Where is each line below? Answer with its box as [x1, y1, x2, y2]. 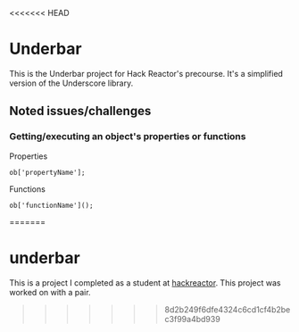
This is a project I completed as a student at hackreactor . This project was [9, 277, 281, 288]
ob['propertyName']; [9, 168, 87, 177]
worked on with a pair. [9, 286, 91, 297]
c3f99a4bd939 [164, 313, 220, 324]
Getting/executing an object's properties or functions [9, 130, 246, 143]
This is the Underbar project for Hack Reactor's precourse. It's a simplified [9, 68, 284, 79]
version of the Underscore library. [9, 78, 134, 88]
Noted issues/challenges [9, 104, 152, 119]
